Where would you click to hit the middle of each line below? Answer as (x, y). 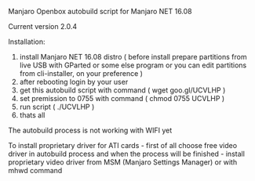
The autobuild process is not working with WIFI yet (90, 130)
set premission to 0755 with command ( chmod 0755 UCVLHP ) (122, 98)
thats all (32, 115)
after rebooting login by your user (74, 82)
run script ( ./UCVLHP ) (57, 107)
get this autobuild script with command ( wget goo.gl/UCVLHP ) (122, 90)
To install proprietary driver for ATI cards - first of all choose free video (123, 145)
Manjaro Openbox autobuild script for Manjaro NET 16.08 (100, 11)
